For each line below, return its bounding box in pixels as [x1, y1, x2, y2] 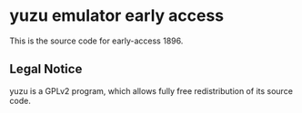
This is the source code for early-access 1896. [9, 35, 184, 46]
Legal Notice [9, 61, 83, 77]
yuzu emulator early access [9, 5, 225, 26]
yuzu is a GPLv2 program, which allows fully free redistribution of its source [9, 85, 294, 96]
